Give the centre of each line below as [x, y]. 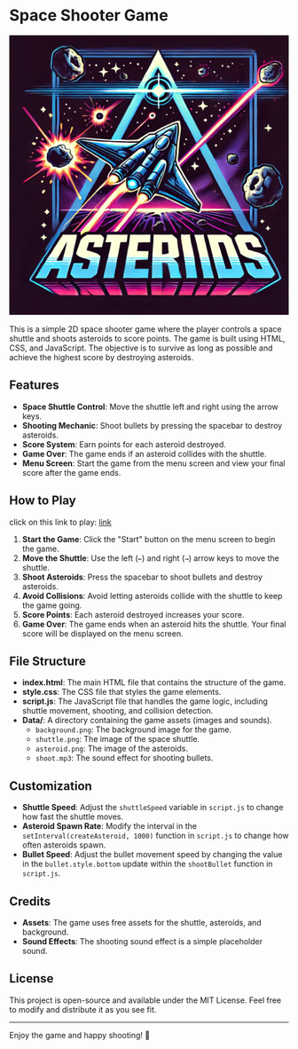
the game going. [52, 605]
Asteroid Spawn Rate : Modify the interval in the [110, 826]
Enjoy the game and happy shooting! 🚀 [80, 1035]
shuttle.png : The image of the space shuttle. [118, 739]
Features [34, 386]
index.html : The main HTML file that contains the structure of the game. [154, 682]
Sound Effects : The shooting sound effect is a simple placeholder [142, 941]
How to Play [43, 501]
